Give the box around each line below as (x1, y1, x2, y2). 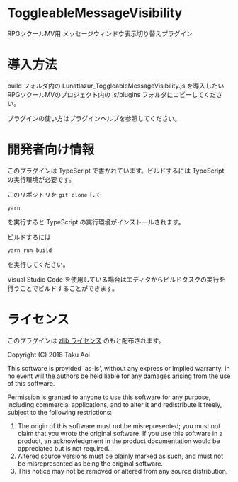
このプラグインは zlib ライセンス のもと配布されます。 (7, 336, 165, 345)
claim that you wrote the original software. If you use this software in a (17, 429, 223, 437)
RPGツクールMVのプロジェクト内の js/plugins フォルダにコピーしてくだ (7, 90, 217, 98)
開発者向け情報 (7, 142, 95, 158)
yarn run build (7, 246, 52, 254)
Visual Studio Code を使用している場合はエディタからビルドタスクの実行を (7, 275, 225, 284)
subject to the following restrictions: (7, 408, 112, 416)
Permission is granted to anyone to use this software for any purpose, (7, 393, 211, 401)
